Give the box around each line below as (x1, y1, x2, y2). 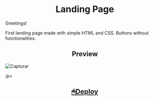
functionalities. (5, 35, 36, 41)
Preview (71, 50, 98, 58)
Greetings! (5, 20, 27, 26)
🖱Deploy (71, 87, 98, 96)
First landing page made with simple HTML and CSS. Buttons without (5, 30, 149, 36)
